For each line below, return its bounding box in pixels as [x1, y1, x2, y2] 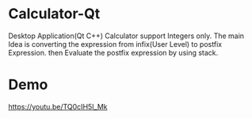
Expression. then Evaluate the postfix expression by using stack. [8, 48, 219, 57]
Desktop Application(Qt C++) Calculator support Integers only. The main [8, 31, 244, 40]
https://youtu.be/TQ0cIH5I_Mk [8, 102, 109, 111]
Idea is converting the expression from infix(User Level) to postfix [8, 39, 223, 48]
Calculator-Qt [8, 5, 101, 23]
